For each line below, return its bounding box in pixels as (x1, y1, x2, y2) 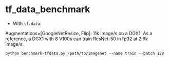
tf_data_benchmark (5, 4, 90, 15)
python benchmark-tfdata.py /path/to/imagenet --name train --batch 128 (5, 51, 164, 56)
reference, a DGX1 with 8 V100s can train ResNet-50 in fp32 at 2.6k (5, 36, 148, 42)
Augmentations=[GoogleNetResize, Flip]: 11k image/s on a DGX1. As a (5, 30, 153, 36)
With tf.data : (12, 20, 42, 26)
